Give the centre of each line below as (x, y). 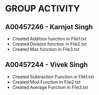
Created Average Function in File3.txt (50, 87)
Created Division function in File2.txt (49, 44)
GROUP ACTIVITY (43, 9)
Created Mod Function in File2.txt (46, 82)
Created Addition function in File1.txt (49, 39)
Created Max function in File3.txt (46, 49)
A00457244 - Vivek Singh (47, 65)
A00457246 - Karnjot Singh (49, 27)
